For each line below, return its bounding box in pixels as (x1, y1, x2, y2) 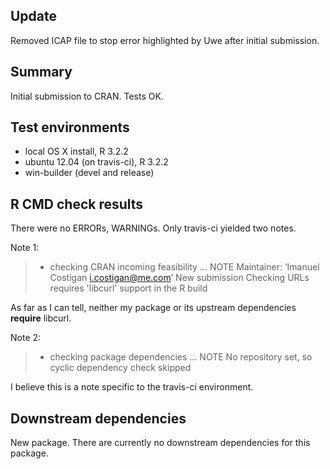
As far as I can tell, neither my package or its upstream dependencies (10, 302, 297, 314)
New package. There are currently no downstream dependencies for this (10, 437, 311, 449)
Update (10, 8, 58, 25)
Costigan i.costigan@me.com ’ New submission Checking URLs (49, 272, 310, 284)
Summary (10, 64, 73, 81)
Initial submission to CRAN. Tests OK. (10, 90, 164, 102)
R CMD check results (10, 195, 144, 213)
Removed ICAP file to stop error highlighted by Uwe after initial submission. (10, 34, 320, 46)
